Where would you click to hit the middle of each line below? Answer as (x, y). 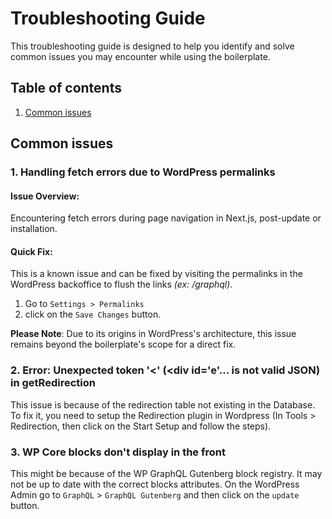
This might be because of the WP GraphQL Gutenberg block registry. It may (166, 474)
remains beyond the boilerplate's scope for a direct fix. (123, 344)
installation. (34, 229)
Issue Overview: (45, 196)
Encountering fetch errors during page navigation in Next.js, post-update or (166, 218)
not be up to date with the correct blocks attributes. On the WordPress (155, 484)
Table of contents (66, 88)
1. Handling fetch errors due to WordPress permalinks (143, 172)
